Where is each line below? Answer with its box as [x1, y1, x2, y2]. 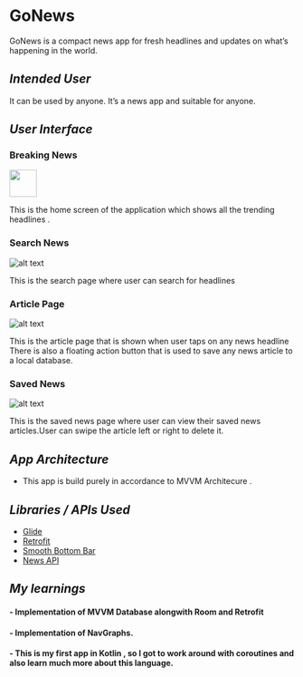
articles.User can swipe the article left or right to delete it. [9, 425, 224, 436]
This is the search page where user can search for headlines [9, 275, 235, 285]
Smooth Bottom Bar [22, 545, 97, 556]
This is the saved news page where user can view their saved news [9, 416, 261, 427]
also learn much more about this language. [9, 658, 174, 669]
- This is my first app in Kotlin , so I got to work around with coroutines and [9, 648, 295, 659]
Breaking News [9, 149, 78, 161]
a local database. [9, 355, 74, 366]
